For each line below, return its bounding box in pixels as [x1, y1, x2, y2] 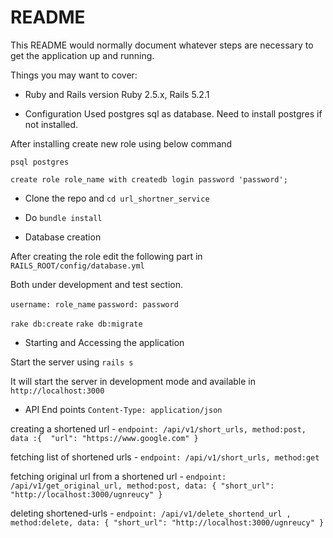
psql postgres [10, 157, 70, 167]
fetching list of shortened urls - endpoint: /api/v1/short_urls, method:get [10, 451, 320, 463]
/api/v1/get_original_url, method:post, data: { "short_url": [10, 481, 275, 491]
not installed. [24, 118, 79, 130]
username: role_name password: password [10, 299, 179, 310]
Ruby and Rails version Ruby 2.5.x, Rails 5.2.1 [24, 88, 210, 100]
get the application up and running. [10, 49, 155, 61]
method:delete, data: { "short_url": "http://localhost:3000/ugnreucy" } [10, 517, 325, 528]
